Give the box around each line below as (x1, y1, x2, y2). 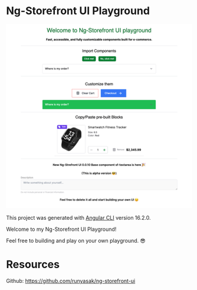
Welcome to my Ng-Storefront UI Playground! (6, 226, 117, 233)
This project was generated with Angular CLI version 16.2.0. (6, 214, 152, 221)
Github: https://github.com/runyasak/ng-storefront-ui (6, 277, 136, 284)
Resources (6, 258, 60, 271)
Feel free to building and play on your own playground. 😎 (6, 237, 146, 245)
